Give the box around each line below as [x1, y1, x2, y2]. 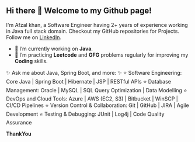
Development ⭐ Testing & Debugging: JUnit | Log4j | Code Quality [6, 110, 165, 117]
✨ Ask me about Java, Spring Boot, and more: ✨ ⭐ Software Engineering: [6, 69, 182, 76]
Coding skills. [14, 57, 48, 64]
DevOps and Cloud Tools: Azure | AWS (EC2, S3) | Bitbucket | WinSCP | [6, 95, 178, 102]
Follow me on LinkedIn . [6, 33, 62, 41]
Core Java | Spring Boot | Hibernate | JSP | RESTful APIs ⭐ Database [6, 78, 171, 85]
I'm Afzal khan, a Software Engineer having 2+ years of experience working [6, 21, 188, 28]
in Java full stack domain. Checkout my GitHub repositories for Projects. [6, 27, 180, 34]
